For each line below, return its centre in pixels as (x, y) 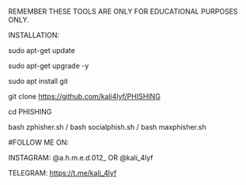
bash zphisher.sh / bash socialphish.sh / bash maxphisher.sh (108, 127)
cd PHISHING (30, 111)
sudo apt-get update (42, 50)
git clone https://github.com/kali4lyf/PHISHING (84, 96)
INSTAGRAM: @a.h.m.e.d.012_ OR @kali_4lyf (81, 158)
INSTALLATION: (34, 35)
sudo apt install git (38, 81)
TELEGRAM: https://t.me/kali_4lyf (62, 173)
